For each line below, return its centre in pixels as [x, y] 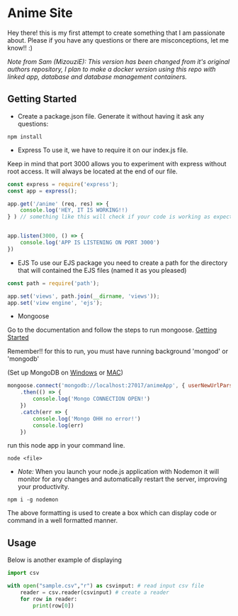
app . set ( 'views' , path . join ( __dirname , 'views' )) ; [84, 296]
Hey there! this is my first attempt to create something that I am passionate [116, 33]
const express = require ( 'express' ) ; [63, 184]
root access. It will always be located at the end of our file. [93, 171]
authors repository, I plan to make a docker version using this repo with [112, 69]
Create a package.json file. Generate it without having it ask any [111, 116]
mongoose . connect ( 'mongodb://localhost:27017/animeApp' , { [96, 386]
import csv [23, 573]
